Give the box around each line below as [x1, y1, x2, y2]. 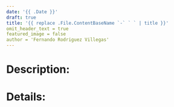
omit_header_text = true [6, 25, 69, 32]
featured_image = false [6, 31, 66, 37]
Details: [6, 90, 46, 104]
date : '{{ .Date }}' [6, 8, 59, 15]
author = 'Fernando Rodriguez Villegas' [6, 37, 110, 43]
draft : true [6, 14, 36, 20]
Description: [6, 63, 70, 76]
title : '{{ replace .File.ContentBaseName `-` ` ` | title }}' [6, 20, 169, 26]
